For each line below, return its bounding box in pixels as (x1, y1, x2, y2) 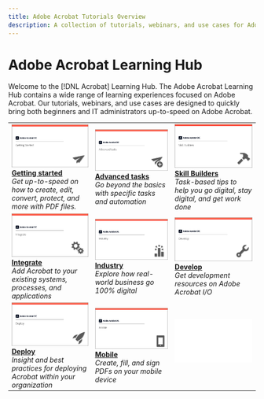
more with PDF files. (11, 201, 77, 212)
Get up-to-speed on (11, 177, 79, 187)
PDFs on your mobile (94, 367, 163, 376)
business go (115, 278, 155, 287)
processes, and (11, 283, 62, 292)
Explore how (94, 269, 135, 279)
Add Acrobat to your (11, 266, 78, 275)
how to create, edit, (11, 185, 75, 194)
